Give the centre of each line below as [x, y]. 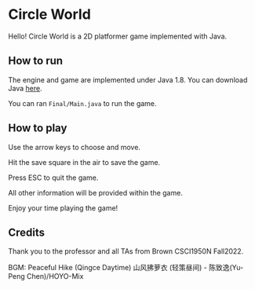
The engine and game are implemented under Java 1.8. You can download [128, 79]
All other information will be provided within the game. [95, 192]
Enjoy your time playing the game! [63, 208]
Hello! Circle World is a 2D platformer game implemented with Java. [118, 36]
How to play [38, 128]
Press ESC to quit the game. [53, 177]
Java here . [25, 88]
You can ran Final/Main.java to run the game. [82, 103]
